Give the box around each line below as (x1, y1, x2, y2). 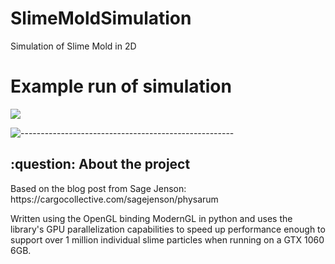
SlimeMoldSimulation (10, 7, 192, 30)
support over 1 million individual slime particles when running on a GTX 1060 (10, 233, 325, 246)
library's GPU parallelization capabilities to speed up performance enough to (10, 223, 326, 235)
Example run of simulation (10, 75, 232, 98)
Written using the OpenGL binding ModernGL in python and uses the (10, 212, 293, 224)
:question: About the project (10, 156, 191, 173)
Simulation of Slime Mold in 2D (10, 40, 137, 52)
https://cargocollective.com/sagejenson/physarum (10, 193, 219, 205)
